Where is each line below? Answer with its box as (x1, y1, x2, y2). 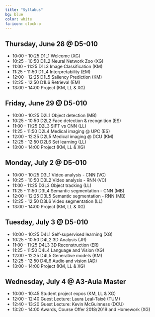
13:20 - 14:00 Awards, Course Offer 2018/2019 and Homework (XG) (12, 307, 151, 313)
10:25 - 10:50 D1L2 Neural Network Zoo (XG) (12, 58, 104, 64)
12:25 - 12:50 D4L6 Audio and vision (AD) (12, 258, 97, 264)
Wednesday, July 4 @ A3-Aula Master (5, 277, 126, 286)
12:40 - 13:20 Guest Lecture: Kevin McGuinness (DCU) (12, 301, 124, 307)
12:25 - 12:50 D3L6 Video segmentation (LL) (12, 198, 103, 204)
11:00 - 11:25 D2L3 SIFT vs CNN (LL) (12, 123, 87, 129)
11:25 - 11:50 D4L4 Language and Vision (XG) (12, 247, 105, 253)
